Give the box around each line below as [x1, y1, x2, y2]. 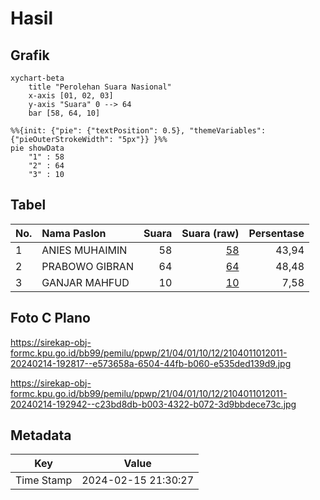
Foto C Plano [10, 310, 91, 327]
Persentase [248, 226, 305, 240]
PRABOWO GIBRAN [41, 259, 134, 273]
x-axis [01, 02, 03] [28, 91, 114, 101]
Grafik [10, 47, 50, 64]
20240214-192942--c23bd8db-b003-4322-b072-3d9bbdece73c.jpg [10, 398, 297, 410]
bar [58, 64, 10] [28, 108, 101, 118]
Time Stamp [15, 473, 73, 487]
